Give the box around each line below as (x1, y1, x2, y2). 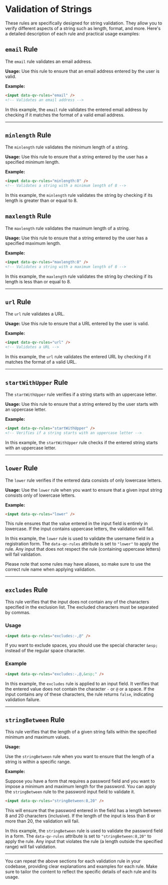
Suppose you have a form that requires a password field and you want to (5, 778, 155, 784)
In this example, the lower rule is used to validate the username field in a (5, 536, 154, 542)
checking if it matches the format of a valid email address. (5, 111, 125, 118)
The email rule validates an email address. (5, 58, 92, 64)
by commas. (5, 610, 31, 616)
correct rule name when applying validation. (5, 566, 96, 573)
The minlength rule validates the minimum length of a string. (5, 144, 129, 150)
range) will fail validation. (5, 844, 56, 850)
